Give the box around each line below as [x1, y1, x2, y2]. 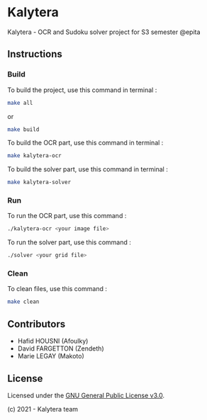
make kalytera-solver [7, 178, 72, 186]
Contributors [7, 318, 66, 330]
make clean [7, 298, 40, 305]
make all [7, 99, 33, 106]
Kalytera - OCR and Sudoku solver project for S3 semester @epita [7, 28, 201, 36]
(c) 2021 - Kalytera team [7, 404, 79, 413]
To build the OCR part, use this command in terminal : [7, 139, 164, 147]
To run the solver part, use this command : [7, 238, 131, 246]
